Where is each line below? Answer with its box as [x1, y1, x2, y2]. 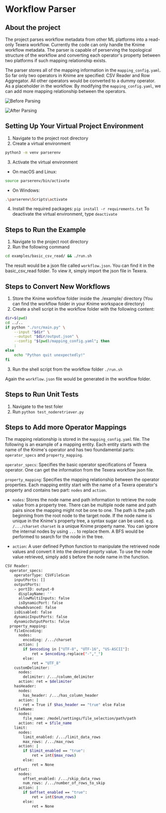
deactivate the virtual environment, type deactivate [12, 211, 117, 217]
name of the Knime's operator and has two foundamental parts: [5, 447, 135, 453]
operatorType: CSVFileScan [14, 573, 70, 578]
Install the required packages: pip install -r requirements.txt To [12, 206, 150, 212]
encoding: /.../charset [23, 638, 72, 643]
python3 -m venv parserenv [5, 150, 61, 155]
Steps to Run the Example [5, 225, 86, 234]
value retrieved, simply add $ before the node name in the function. [12, 554, 150, 560]
